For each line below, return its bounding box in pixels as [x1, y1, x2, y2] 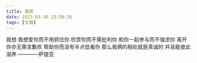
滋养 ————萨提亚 [6, 51, 54, 58]
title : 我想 [6, 8, 34, 15]
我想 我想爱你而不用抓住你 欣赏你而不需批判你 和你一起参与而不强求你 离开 [6, 36, 187, 43]
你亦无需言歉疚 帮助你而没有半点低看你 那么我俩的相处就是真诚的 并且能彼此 [6, 43, 191, 50]
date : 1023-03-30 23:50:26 [6, 14, 72, 20]
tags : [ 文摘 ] [6, 19, 36, 25]
